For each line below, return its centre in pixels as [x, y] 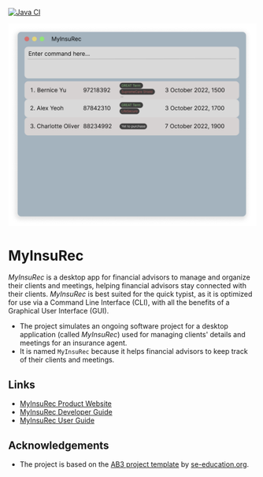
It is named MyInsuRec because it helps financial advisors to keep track [133, 351]
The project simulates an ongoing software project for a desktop [124, 326]
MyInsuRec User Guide [57, 421]
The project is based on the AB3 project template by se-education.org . [134, 464]
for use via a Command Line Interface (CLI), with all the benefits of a [119, 302]
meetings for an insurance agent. [73, 343]
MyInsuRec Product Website [65, 404]
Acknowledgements [59, 445]
